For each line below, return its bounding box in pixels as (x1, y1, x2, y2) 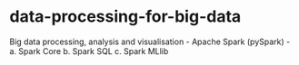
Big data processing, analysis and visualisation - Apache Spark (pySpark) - (9, 36, 291, 47)
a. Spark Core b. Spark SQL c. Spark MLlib (9, 45, 169, 56)
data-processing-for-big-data (9, 6, 242, 27)
